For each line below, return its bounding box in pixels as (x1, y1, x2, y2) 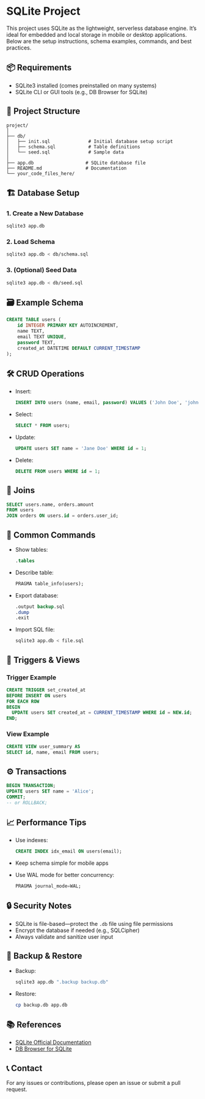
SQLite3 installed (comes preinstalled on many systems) (15, 81, 157, 89)
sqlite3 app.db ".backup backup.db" (15, 979, 109, 985)
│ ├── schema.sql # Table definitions (6, 144, 140, 150)
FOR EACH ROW (6, 698, 40, 705)
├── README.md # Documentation (6, 165, 127, 171)
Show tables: (15, 546, 48, 553)
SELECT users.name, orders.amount (6, 501, 95, 508)
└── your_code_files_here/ (6, 170, 75, 177)
